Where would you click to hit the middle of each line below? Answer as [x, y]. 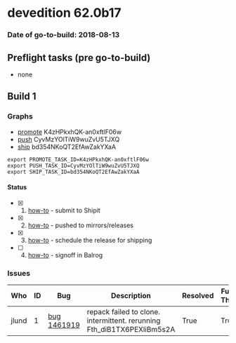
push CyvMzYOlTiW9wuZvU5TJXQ [68, 139]
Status [17, 187]
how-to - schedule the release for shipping [90, 240]
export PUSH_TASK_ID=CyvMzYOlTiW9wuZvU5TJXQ [73, 166]
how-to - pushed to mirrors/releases [81, 225]
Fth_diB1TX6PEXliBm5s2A [131, 330]
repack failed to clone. [123, 312]
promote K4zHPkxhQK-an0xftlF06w [69, 132]
